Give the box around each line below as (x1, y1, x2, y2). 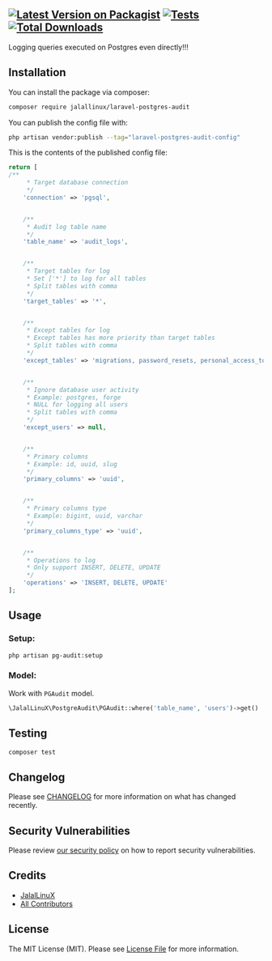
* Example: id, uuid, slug (26, 460, 117, 468)
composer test (8, 748, 57, 756)
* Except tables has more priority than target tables (26, 334, 216, 342)
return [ (8, 164, 38, 172)
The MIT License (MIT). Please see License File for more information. (8, 944, 239, 954)
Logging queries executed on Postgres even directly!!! (8, 42, 189, 52)
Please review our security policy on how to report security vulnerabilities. (8, 845, 256, 855)
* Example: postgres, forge (26, 393, 121, 402)
